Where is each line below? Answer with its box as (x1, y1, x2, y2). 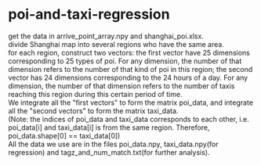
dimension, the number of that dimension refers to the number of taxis (8, 81, 235, 91)
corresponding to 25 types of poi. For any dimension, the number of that (8, 56, 242, 66)
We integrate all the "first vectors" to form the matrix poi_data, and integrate (8, 98, 253, 107)
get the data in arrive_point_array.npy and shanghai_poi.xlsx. (8, 31, 204, 41)
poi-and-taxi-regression (8, 5, 170, 23)
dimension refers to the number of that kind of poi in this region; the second (8, 64, 253, 74)
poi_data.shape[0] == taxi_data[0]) (8, 131, 121, 140)
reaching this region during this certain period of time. (8, 89, 183, 99)
